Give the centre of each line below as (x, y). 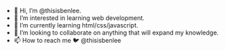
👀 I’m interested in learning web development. (79, 18)
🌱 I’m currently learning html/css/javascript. (76, 25)
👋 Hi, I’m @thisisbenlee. (47, 11)
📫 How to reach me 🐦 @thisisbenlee (67, 40)
